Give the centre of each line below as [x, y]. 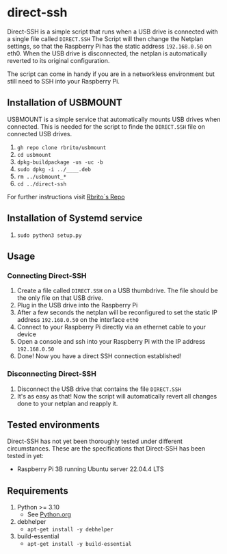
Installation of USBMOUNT [65, 103]
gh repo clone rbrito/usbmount [62, 148]
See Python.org [49, 514]
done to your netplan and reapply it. [67, 403]
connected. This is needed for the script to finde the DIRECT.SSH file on [106, 126]
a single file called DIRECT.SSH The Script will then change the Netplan [105, 38]
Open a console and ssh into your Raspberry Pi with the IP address [111, 342]
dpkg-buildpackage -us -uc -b [60, 162]
